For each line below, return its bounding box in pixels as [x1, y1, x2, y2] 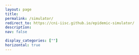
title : [5, 12, 19, 16]
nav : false [5, 29, 27, 34]
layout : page [5, 7, 32, 12]
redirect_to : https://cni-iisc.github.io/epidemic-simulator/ [5, 20, 135, 26]
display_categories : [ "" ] [5, 38, 58, 43]
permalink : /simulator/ [5, 16, 54, 21]
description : [5, 25, 32, 30]
